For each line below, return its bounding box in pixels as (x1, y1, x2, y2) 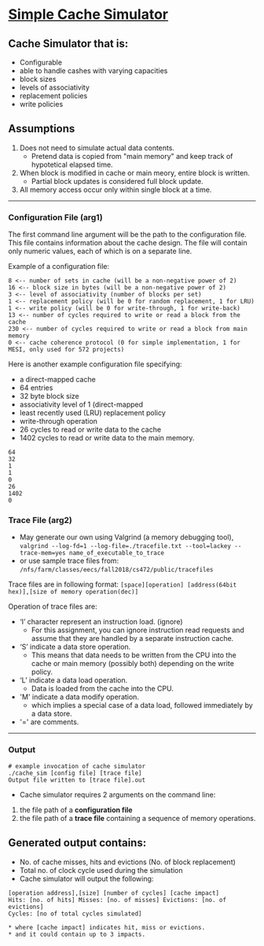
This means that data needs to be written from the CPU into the (31, 650, 237, 660)
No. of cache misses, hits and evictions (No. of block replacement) (19, 857, 236, 867)
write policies (19, 100, 64, 109)
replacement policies (19, 91, 88, 100)
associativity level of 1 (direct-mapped (19, 399, 144, 410)
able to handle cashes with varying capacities (19, 66, 168, 75)
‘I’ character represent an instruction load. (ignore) (19, 617, 183, 627)
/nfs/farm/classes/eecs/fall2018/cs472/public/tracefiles (19, 566, 214, 574)
